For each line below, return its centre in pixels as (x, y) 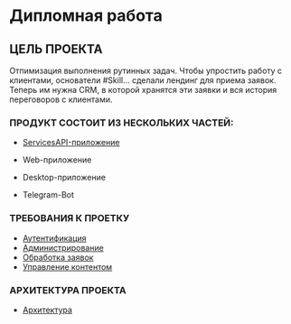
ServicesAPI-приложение (71, 143)
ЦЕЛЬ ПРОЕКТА (56, 49)
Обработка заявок (58, 257)
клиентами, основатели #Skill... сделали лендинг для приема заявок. (143, 80)
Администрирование (63, 247)
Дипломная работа (86, 16)
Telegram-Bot (48, 195)
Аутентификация (55, 238)
